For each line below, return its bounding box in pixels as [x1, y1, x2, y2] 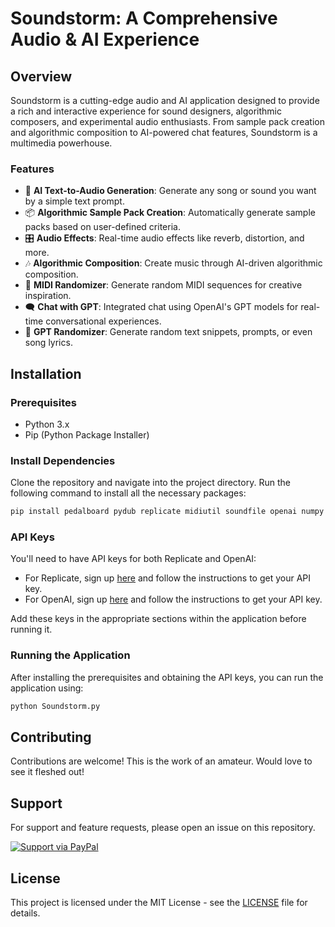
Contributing [10, 729, 92, 746]
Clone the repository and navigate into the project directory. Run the [10, 477, 291, 489]
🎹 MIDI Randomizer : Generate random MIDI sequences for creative [24, 279, 303, 291]
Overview [10, 68, 73, 85]
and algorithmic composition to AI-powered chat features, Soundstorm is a [10, 127, 318, 138]
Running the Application [10, 648, 131, 662]
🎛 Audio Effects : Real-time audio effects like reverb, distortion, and [24, 232, 305, 244]
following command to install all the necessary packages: [10, 487, 247, 499]
